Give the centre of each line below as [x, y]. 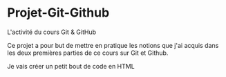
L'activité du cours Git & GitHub [52, 32]
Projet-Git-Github [58, 13]
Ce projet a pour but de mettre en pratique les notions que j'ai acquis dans [113, 45]
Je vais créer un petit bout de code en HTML [71, 66]
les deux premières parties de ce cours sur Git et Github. [88, 53]
